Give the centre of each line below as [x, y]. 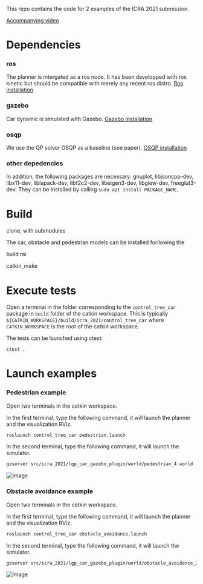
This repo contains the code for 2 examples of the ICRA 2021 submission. [98, 9]
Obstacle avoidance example [50, 491]
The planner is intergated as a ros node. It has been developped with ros [97, 77]
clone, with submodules [36, 231]
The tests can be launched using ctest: [55, 338]
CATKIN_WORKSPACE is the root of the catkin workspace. [73, 327]
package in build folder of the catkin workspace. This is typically [87, 314]
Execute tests [41, 290]
